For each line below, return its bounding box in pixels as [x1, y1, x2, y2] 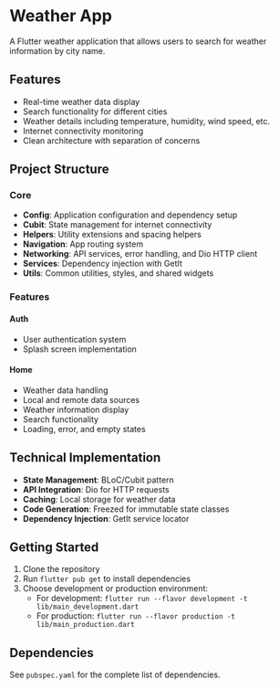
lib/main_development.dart [36, 602, 139, 612]
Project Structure [9, 162, 109, 177]
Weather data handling [22, 385, 108, 396]
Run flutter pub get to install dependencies [22, 573, 191, 585]
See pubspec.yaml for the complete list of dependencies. [9, 669, 221, 681]
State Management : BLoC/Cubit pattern [22, 474, 175, 485]
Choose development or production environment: [22, 583, 208, 594]
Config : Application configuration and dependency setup [22, 209, 238, 220]
